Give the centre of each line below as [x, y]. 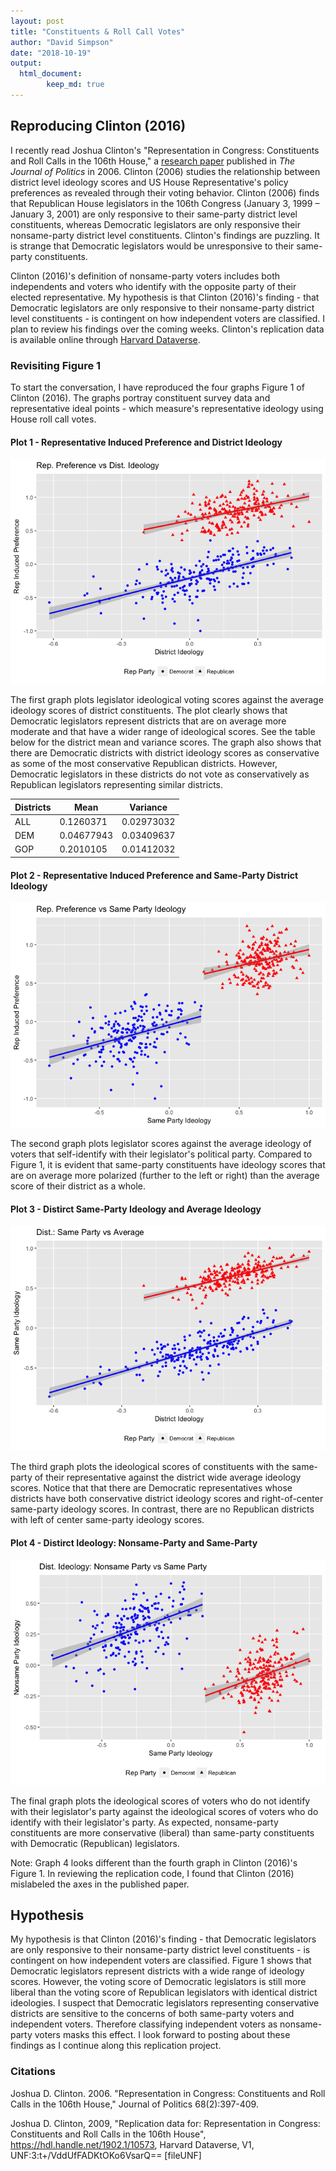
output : [26, 63]
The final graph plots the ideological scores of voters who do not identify [160, 1801]
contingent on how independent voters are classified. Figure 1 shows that [161, 1961]
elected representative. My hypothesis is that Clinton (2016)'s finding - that [165, 297]
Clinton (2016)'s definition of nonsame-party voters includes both [145, 276]
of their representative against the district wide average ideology [168, 1477]
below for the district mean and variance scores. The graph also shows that [166, 742]
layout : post [37, 21]
